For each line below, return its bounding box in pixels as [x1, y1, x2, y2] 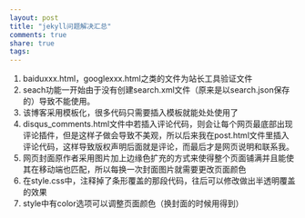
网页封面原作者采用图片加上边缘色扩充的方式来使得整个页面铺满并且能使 [22, 153, 294, 163]
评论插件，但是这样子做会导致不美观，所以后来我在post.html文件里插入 [22, 130, 290, 141]
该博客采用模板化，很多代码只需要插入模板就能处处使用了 [22, 107, 239, 118]
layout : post [9, 13, 59, 23]
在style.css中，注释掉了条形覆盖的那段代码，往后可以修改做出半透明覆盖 [22, 175, 296, 186]
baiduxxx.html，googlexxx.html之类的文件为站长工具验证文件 [22, 74, 253, 84]
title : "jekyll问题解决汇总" [9, 22, 112, 31]
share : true [9, 38, 55, 48]
